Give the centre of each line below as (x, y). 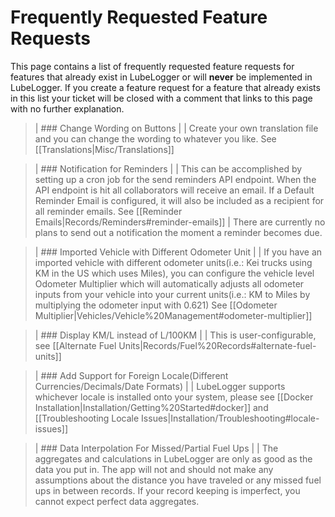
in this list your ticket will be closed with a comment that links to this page (161, 98)
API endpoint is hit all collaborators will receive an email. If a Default (174, 190)
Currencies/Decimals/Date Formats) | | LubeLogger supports (160, 386)
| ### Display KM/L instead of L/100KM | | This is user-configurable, (175, 335)
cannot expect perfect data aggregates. (117, 501)
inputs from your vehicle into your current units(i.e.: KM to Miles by (172, 294)
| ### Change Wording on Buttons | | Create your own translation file (176, 128)
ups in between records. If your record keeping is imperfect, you (167, 490)
